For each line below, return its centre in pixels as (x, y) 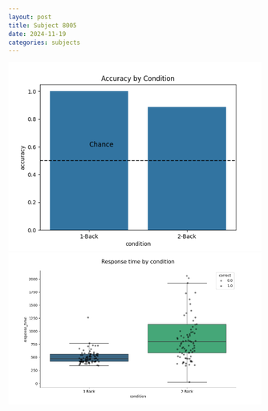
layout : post (30, 17)
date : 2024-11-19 (37, 34)
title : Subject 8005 (43, 25)
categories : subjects (45, 42)
